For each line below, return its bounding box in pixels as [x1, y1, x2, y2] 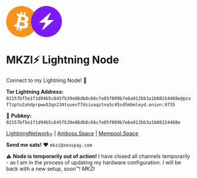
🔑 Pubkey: [6, 112, 32, 119]
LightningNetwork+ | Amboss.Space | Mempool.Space [6, 130, 139, 137]
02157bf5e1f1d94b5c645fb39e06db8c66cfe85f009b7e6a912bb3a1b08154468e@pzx [6, 95, 192, 101]
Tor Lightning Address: [6, 88, 64, 95]
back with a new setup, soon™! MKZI [6, 165, 95, 172]
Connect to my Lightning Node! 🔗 [6, 77, 87, 84]
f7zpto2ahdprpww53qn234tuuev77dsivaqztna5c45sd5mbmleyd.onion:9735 [6, 101, 176, 108]
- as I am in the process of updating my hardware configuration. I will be [6, 159, 182, 166]
